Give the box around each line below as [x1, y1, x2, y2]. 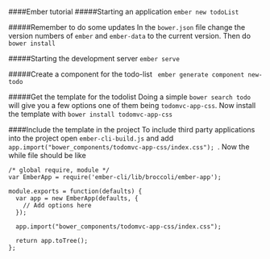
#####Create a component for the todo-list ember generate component [8, 69, 245, 79]
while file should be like [8, 151, 86, 160]
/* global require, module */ [8, 166, 110, 174]
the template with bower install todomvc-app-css [8, 109, 173, 119]
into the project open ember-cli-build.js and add [8, 133, 174, 143]
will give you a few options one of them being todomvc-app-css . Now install [8, 101, 256, 110]
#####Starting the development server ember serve [8, 54, 180, 63]
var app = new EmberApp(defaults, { [15, 194, 139, 203]
